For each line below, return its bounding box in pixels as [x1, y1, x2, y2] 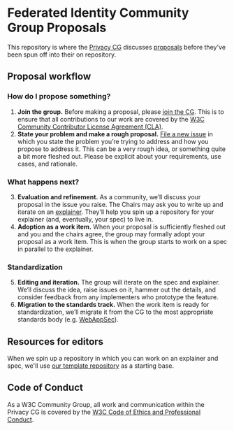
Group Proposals [7, 20, 107, 36]
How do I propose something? [7, 92, 111, 101]
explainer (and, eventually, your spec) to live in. [17, 215, 154, 223]
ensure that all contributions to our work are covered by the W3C [17, 115, 205, 123]
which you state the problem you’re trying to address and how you [17, 137, 209, 145]
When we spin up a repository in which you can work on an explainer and [7, 354, 219, 363]
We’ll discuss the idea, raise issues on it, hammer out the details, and [17, 285, 217, 294]
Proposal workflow [7, 71, 92, 83]
